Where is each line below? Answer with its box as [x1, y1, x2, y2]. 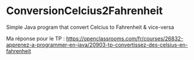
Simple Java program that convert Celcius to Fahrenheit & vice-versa [6, 24, 174, 31]
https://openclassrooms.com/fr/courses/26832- [66, 35, 183, 42]
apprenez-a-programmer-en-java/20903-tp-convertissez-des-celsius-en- [6, 41, 188, 48]
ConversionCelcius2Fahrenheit [6, 4, 163, 18]
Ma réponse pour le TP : [6, 35, 65, 42]
